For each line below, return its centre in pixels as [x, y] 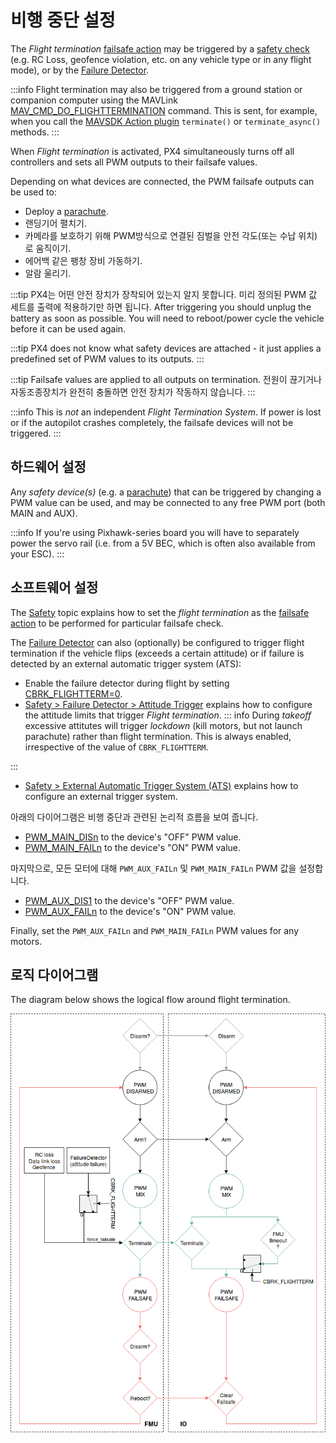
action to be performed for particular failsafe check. [117, 623]
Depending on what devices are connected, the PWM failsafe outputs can [162, 181]
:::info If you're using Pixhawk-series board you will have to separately [155, 532]
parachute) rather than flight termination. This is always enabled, [158, 736]
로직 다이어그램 [54, 974]
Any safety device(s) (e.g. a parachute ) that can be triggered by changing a [166, 492]
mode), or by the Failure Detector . [80, 70]
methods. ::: [35, 132]
